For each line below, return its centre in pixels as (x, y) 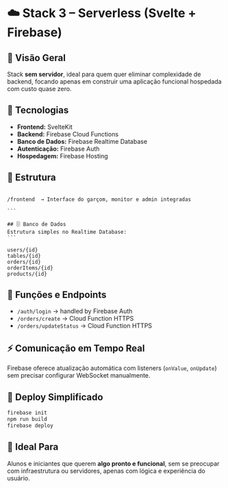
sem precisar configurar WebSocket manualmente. (79, 376)
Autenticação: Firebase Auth (58, 149)
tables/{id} (24, 256)
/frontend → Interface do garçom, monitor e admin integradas (99, 199)
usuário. (19, 478)
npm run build (27, 419)
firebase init (27, 413)
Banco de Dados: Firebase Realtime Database (82, 141)
